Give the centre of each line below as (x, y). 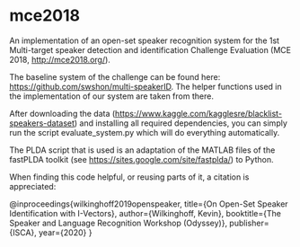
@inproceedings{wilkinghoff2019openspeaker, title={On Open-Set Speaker (149, 204)
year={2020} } (66, 232)
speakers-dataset (42, 123)
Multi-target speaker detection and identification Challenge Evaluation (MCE (150, 49)
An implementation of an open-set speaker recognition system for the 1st (145, 40)
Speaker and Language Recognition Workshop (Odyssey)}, (118, 223)
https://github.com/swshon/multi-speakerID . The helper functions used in (146, 86)
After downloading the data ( (62, 113)
